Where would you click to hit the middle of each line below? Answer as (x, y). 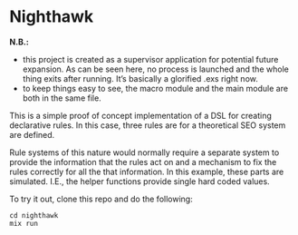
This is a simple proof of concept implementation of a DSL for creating (140, 115)
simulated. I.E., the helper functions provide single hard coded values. (139, 181)
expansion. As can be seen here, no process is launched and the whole (156, 69)
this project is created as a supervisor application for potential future (150, 59)
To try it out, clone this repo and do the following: (101, 199)
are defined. (32, 134)
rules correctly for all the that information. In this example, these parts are (147, 171)
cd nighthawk (34, 215)
